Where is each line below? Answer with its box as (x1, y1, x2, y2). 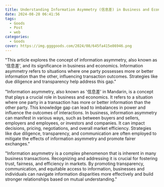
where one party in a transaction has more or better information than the (5, 99, 151, 105)
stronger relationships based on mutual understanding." (5, 176, 117, 182)
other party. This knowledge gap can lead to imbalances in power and (5, 104, 145, 110)
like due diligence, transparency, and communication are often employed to (5, 130, 157, 136)
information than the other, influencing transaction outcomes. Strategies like (5, 73, 158, 79)
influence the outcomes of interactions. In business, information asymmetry (5, 109, 157, 115)
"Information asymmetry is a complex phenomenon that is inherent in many (5, 150, 156, 156)
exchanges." (5, 141, 30, 146)
